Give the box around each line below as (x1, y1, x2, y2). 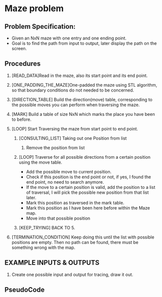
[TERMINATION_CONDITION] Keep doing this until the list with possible (11, 234, 154, 240)
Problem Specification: (4, 22, 76, 31)
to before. (11, 116, 32, 122)
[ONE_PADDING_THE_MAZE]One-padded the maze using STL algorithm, (11, 82, 158, 88)
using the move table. (18, 159, 63, 165)
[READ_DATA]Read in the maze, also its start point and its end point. (11, 73, 148, 78)
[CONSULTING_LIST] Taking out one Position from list (18, 135, 127, 141)
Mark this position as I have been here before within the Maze (26, 205, 150, 211)
